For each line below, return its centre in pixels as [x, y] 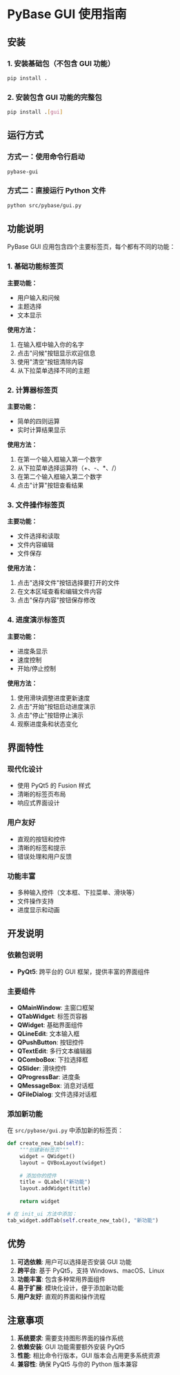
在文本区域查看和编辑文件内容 [59, 592]
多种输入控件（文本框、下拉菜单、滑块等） [78, 892]
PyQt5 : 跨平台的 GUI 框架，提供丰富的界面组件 [83, 972]
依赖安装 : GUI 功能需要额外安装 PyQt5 [71, 1347]
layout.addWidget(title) [55, 1189]
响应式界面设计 [38, 803]
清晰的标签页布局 [41, 794]
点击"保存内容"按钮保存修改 [56, 600]
